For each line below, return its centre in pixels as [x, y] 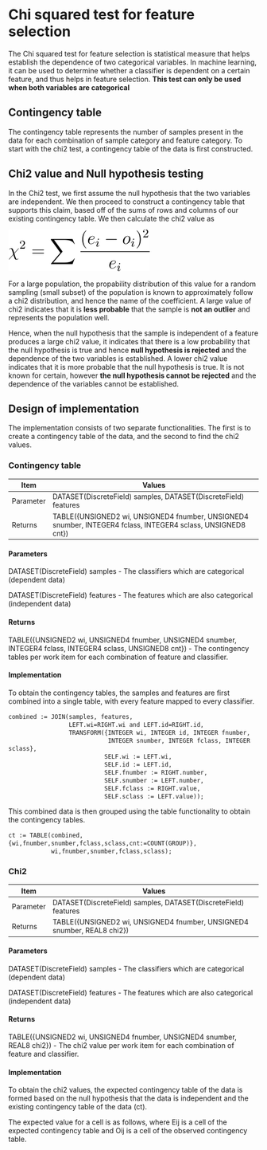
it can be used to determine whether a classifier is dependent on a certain [129, 70]
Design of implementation [74, 408]
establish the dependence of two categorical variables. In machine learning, [132, 62]
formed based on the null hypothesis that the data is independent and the [128, 1098]
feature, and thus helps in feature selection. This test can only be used [125, 79]
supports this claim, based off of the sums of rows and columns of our [123, 210]
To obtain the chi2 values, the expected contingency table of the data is [126, 1090]
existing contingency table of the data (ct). [78, 1107]
